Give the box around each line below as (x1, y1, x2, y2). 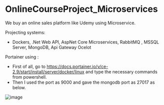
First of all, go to (12, 63, 46, 69)
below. (12, 84, 26, 90)
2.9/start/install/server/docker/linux (12, 68, 85, 75)
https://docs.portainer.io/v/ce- (46, 63, 109, 69)
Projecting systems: (5, 29, 45, 35)
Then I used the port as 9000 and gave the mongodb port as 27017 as (12, 79, 155, 85)
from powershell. (12, 74, 47, 80)
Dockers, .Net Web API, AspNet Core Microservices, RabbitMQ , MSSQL (12, 39, 160, 45)
